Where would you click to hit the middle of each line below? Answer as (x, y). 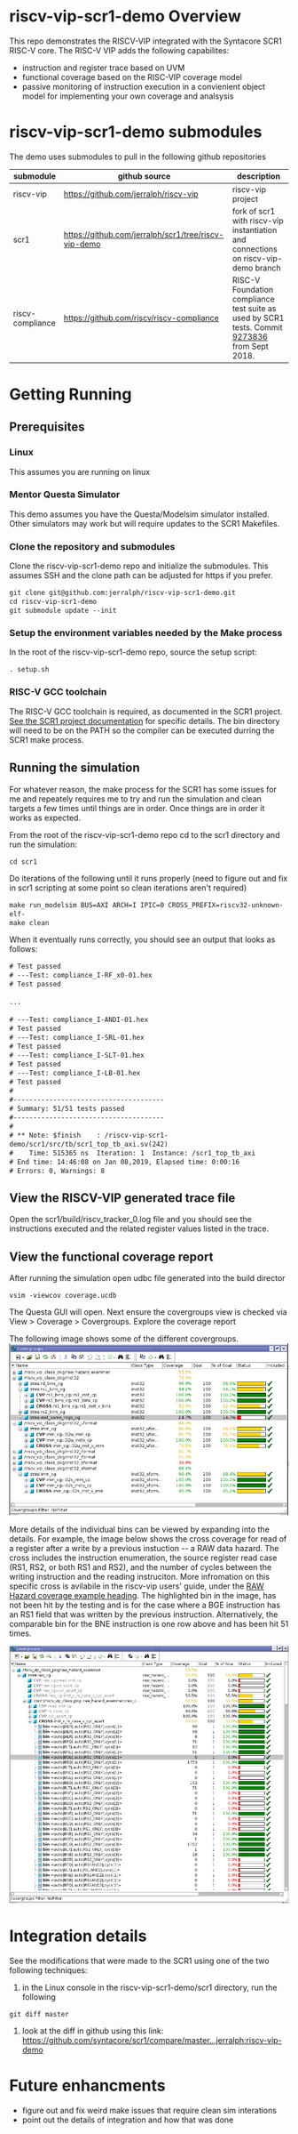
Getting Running (71, 394)
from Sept (250, 346)
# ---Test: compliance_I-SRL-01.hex (77, 1037)
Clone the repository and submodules (92, 546)
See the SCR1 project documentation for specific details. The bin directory (145, 721)
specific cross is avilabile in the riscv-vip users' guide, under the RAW (137, 1586)
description (259, 176)
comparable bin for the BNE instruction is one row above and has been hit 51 (149, 1623)
